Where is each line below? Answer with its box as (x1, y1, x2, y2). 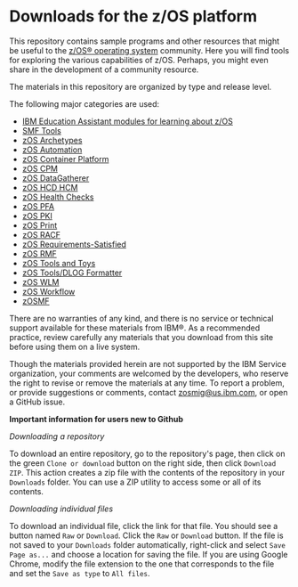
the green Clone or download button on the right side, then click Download (9, 457, 277, 469)
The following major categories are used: (9, 98, 160, 109)
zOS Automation (21, 144, 83, 155)
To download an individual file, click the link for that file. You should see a (9, 520, 278, 531)
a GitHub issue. (9, 396, 66, 407)
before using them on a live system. (9, 341, 141, 352)
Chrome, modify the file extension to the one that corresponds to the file (9, 558, 275, 569)
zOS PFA (21, 200, 55, 211)
